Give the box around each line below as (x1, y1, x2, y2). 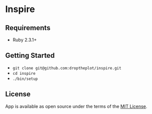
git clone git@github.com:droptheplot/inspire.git (12, 65, 122, 71)
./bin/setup (12, 76, 38, 81)
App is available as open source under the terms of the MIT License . (5, 103, 147, 109)
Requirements (5, 24, 50, 32)
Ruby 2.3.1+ (12, 37, 37, 43)
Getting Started (5, 51, 55, 60)
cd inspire (12, 71, 36, 76)
